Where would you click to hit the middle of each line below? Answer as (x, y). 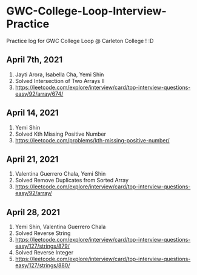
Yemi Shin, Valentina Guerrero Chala (60, 227)
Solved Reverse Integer (44, 253)
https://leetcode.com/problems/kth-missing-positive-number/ (92, 140)
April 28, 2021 (33, 212)
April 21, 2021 (32, 159)
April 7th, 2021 (34, 60)
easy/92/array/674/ (39, 94)
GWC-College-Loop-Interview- (86, 11)
